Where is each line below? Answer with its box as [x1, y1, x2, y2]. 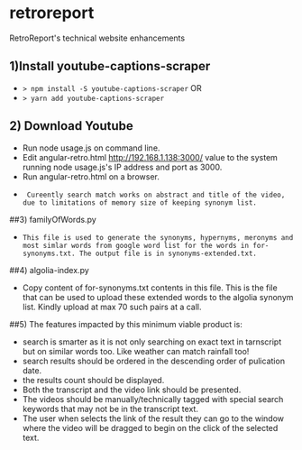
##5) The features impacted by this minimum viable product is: [9, 318, 243, 329]
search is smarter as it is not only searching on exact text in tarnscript [22, 336, 282, 347]
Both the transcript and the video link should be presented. [22, 384, 242, 395]
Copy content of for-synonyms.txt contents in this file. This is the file [22, 282, 278, 293]
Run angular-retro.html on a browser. [22, 170, 160, 182]
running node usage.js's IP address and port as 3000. [22, 161, 223, 172]
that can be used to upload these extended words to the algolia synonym [22, 291, 294, 302]
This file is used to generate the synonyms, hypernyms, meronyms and [22, 233, 294, 242]
